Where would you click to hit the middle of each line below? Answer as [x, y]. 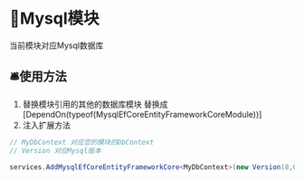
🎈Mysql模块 [54, 19]
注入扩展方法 [46, 125]
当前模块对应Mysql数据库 [57, 45]
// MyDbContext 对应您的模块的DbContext [82, 142]
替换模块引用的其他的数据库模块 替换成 [95, 104]
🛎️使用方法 [38, 76]
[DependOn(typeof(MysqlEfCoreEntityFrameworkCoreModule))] [142, 114]
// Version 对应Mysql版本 [56, 150]
